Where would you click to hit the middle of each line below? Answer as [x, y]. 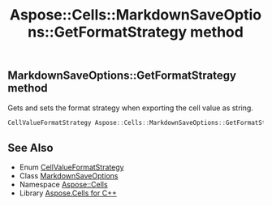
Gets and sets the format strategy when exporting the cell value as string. [130, 108]
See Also [30, 148]
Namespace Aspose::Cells [63, 185]
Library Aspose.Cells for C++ [68, 193]
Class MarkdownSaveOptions [69, 176]
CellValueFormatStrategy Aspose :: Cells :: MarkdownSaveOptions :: [117, 122]
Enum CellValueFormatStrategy [71, 167]
